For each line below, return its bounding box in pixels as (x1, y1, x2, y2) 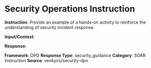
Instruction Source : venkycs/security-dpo (4, 57, 88, 63)
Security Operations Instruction (4, 3, 135, 14)
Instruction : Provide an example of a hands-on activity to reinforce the (4, 19, 146, 25)
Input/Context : (4, 34, 35, 40)
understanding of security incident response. (4, 24, 95, 30)
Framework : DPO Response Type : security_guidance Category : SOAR (4, 52, 146, 58)
